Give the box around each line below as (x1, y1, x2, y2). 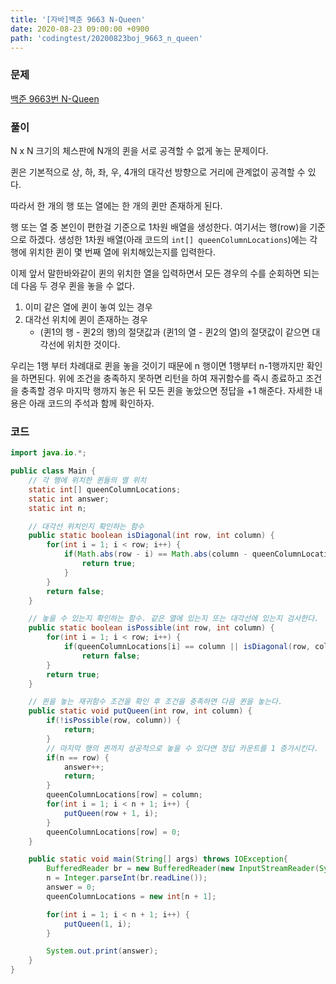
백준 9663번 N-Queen (10, 92, 100, 105)
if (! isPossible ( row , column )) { (46, 716, 182, 726)
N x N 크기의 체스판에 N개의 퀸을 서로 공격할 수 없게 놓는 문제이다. (10, 144, 269, 156)
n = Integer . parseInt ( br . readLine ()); (46, 873, 208, 883)
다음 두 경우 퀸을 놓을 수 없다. (20, 279, 136, 291)
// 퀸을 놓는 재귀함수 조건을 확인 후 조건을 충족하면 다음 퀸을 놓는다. (28, 697, 283, 707)
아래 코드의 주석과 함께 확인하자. (28, 397, 155, 409)
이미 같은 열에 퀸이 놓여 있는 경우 (24, 301, 153, 313)
